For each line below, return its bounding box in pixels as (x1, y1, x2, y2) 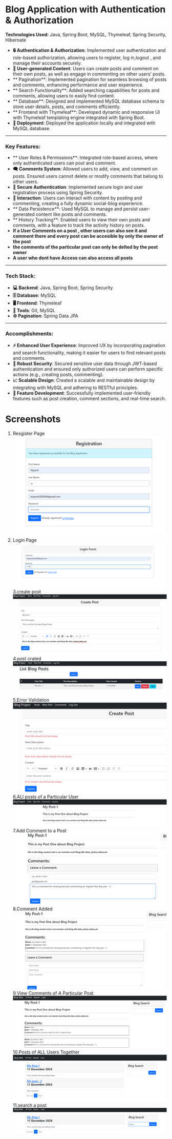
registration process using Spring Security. (12, 190, 103, 196)
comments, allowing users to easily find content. (12, 92, 115, 98)
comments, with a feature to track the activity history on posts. (12, 222, 145, 229)
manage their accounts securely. (12, 60, 82, 66)
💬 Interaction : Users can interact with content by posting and (12, 195, 142, 201)
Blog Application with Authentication (5, 4, 166, 15)
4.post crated (12, 655, 41, 662)
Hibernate (5, 37, 27, 43)
